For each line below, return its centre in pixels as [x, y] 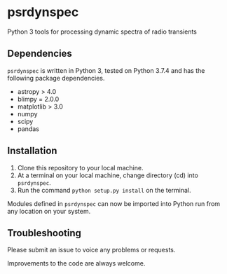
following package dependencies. [56, 78]
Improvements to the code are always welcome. [76, 263]
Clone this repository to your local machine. [80, 167]
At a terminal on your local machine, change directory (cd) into [108, 175]
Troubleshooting [44, 233]
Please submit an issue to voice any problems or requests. [91, 250]
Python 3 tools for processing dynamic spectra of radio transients [102, 32]
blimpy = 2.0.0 [38, 99]
